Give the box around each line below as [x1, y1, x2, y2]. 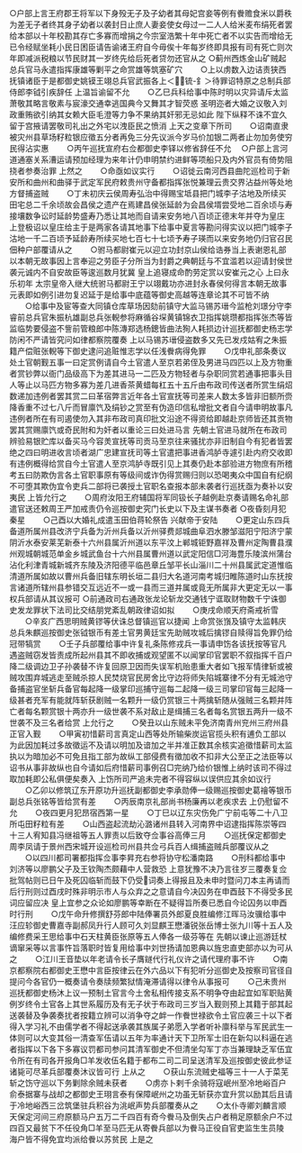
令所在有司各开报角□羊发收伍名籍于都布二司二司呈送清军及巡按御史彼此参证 [9, 1055, 292, 1066]
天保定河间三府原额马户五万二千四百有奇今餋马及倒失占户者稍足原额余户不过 [9, 1112, 293, 1121]
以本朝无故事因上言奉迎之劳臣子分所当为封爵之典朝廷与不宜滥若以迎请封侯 [9, 256, 285, 266]
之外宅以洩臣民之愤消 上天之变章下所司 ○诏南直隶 [87, 121, 289, 131]
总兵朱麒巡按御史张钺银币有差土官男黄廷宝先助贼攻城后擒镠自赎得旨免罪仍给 [9, 627, 293, 638]
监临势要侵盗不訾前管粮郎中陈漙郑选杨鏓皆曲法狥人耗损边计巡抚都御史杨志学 [9, 323, 293, 333]
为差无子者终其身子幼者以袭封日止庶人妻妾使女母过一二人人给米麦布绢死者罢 [9, 19, 293, 30]
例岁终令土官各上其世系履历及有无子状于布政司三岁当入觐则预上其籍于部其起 [9, 999, 293, 1009]
